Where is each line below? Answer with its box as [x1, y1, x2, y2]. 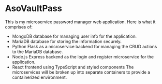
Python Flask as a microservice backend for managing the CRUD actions [12, 43, 157, 49]
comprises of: [5, 24, 33, 29]
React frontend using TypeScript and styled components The [12, 64, 134, 70]
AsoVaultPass [5, 3, 62, 14]
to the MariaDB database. [12, 49, 63, 55]
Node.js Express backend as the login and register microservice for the [12, 54, 154, 59]
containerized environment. [12, 74, 67, 80]
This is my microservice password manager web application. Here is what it [5, 19, 156, 25]
